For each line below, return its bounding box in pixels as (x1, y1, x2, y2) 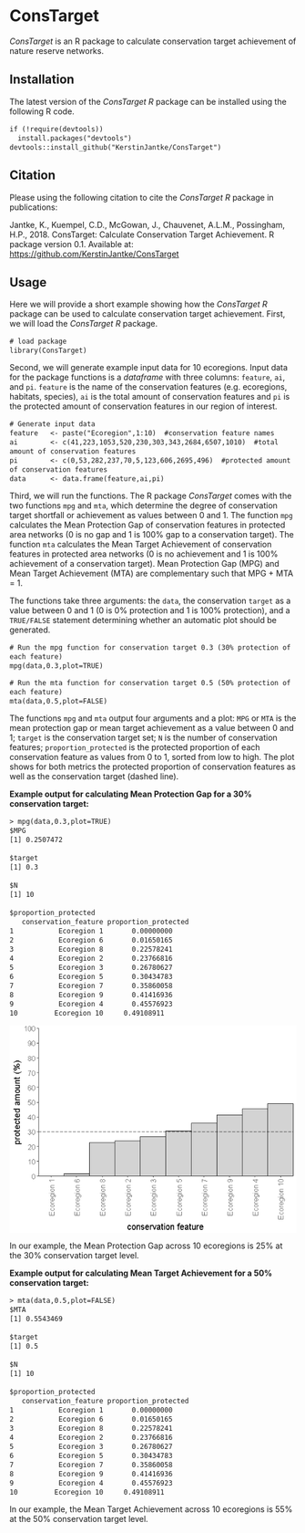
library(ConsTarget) (9, 346, 88, 356)
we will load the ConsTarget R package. (9, 318, 158, 329)
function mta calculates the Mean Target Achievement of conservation (9, 539, 272, 550)
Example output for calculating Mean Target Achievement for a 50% (9, 1267, 273, 1278)
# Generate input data (9, 420, 96, 429)
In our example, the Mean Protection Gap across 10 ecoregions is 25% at (9, 1240, 283, 1251)
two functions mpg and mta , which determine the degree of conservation (9, 500, 278, 511)
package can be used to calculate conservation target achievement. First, (9, 308, 286, 319)
